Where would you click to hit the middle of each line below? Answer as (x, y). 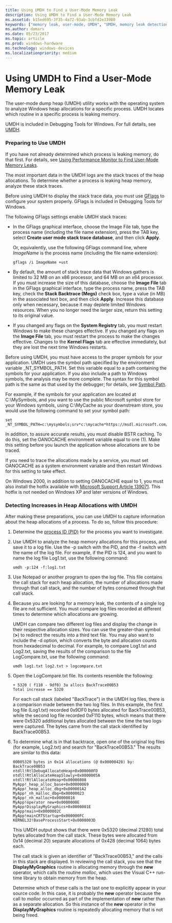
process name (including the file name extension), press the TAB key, (86, 232)
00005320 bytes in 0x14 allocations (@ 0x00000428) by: (73, 762)
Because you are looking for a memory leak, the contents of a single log (89, 604)
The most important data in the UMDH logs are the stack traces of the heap (85, 175)
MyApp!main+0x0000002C (37, 811)
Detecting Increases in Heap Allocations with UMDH (71, 505)
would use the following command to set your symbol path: (68, 410)
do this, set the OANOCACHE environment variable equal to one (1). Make (83, 439)
